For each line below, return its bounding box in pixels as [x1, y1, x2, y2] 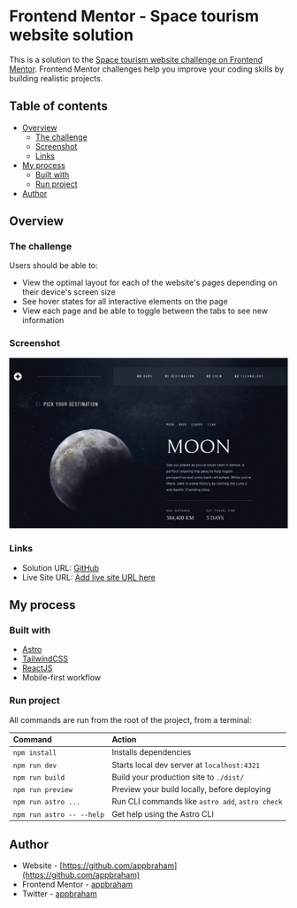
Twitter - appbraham [21, 888, 97, 899]
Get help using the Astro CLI [111, 808, 214, 820]
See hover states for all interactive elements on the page [21, 296, 228, 307]
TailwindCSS [21, 653, 69, 665]
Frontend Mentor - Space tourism [9, 6, 259, 27]
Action [111, 735, 137, 745]
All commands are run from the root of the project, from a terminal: [9, 714, 252, 725]
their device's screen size [21, 287, 117, 297]
